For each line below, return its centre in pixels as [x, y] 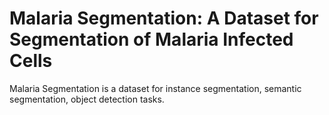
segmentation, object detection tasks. [87, 99]
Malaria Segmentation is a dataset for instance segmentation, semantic [155, 88]
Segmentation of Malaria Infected [151, 39]
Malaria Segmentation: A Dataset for [164, 18]
